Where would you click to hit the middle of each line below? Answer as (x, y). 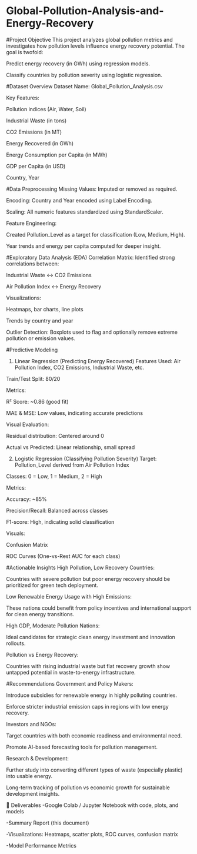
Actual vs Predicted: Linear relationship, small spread (71, 447)
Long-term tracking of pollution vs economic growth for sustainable (88, 787)
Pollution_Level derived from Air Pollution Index (72, 465)
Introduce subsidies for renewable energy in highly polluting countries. (92, 695)
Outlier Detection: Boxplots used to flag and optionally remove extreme (92, 332)
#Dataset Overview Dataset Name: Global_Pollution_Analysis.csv (85, 86)
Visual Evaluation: (28, 424)
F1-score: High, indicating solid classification (60, 521)
